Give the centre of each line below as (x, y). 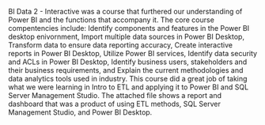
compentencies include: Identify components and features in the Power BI (129, 28)
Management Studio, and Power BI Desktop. (80, 112)
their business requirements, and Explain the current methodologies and (126, 70)
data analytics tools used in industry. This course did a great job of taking (128, 79)
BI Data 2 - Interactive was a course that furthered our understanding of (125, 11)
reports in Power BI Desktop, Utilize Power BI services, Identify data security (133, 53)
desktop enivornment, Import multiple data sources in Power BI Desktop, (127, 36)
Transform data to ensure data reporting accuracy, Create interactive (121, 45)
